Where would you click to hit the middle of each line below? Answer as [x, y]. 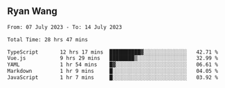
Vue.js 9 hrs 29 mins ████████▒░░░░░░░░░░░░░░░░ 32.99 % [112, 58]
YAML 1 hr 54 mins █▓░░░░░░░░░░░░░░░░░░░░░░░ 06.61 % [112, 65]
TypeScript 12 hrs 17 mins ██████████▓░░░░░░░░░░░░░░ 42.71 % [112, 52]
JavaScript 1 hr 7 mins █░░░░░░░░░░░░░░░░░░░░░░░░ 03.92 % [112, 78]
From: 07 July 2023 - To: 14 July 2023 [65, 27]
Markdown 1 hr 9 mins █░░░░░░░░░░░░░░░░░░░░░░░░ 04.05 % [112, 71]
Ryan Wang [32, 11]
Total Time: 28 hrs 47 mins [48, 40]
